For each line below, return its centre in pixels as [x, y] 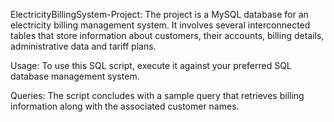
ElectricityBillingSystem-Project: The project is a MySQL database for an [159, 14]
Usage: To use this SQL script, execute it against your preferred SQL [151, 65]
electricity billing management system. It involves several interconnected [160, 25]
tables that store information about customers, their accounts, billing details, [167, 35]
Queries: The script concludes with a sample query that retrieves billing [157, 95]
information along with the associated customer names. [125, 106]
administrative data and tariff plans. [83, 46]
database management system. [75, 76]
